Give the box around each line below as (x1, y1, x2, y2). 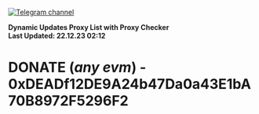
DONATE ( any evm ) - (8, 59, 147, 76)
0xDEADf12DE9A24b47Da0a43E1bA (8, 75, 251, 94)
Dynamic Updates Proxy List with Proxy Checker (8, 23, 170, 31)
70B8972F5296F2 (8, 92, 129, 110)
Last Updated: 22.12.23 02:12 (8, 31, 106, 40)
